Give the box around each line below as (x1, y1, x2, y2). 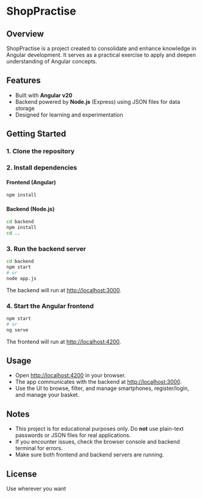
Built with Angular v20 (15, 92, 73, 99)
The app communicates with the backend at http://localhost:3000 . (15, 378, 182, 386)
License (6, 469, 37, 479)
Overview (6, 29, 45, 39)
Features (6, 75, 41, 86)
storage (15, 104, 35, 112)
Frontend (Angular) (6, 178, 56, 186)
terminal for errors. (15, 444, 63, 452)
